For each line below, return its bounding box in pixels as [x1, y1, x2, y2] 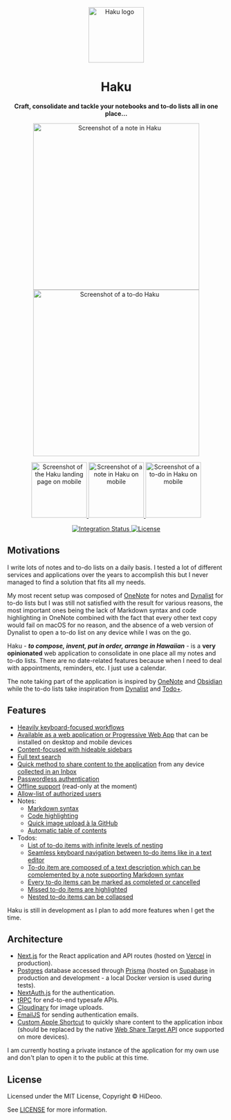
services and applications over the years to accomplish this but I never [7, 570, 209, 578]
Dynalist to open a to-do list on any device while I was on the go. [7, 628, 192, 637]
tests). [17, 981, 36, 990]
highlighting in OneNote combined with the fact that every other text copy [7, 613, 217, 621]
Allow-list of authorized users [17, 789, 102, 798]
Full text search [17, 752, 62, 761]
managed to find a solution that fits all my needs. [7, 578, 147, 586]
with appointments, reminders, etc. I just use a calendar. [7, 664, 167, 672]
